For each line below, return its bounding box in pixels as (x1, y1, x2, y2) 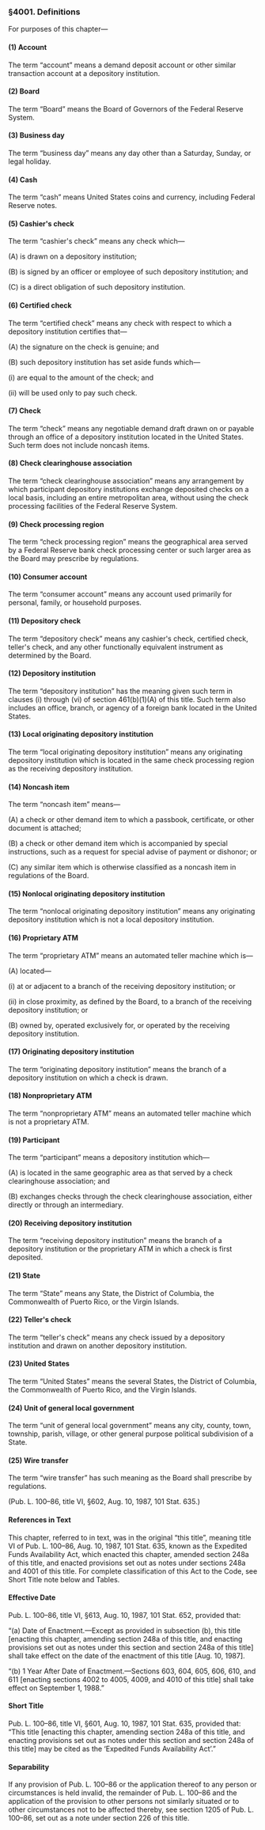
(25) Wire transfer (8, 1455, 69, 1465)
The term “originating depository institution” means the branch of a (8, 1064, 227, 1074)
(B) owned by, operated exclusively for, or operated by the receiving (8, 1020, 230, 1030)
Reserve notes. (8, 201, 58, 210)
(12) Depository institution (8, 669, 97, 678)
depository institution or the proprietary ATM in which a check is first (8, 1245, 233, 1254)
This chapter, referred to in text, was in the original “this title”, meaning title (8, 1533, 252, 1542)
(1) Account (8, 42, 47, 51)
